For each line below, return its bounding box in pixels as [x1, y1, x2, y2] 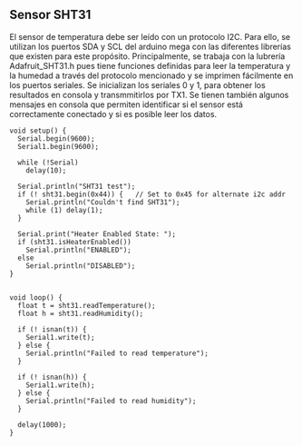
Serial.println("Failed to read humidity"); [25, 396, 197, 405]
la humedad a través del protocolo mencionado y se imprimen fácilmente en [9, 70, 294, 81]
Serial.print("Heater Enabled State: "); [17, 229, 177, 239]
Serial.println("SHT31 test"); [17, 182, 136, 191]
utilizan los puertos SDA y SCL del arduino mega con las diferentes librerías [9, 41, 292, 52]
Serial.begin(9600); [17, 134, 95, 144]
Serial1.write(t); [25, 332, 95, 342]
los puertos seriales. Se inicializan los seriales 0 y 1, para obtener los [9, 79, 266, 90]
